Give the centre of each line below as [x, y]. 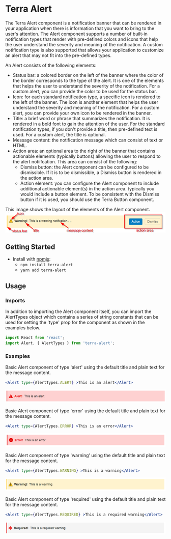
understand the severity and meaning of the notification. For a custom [86, 107]
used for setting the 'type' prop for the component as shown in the [75, 322]
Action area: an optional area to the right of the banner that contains [84, 151]
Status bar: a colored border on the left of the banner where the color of [88, 75]
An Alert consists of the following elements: [51, 65]
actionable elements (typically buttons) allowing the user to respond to [87, 156]
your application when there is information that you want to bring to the [80, 28]
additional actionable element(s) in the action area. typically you [87, 188]
